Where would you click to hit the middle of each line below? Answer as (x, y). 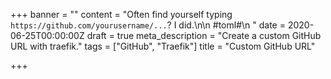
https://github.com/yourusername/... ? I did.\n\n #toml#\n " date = (148, 25)
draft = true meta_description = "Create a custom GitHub (204, 35)
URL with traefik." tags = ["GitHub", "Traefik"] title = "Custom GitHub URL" (163, 46)
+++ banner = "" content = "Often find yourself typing (121, 14)
